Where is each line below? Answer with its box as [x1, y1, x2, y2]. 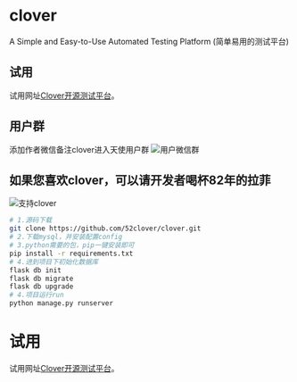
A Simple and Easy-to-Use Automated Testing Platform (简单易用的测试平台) [9, 36, 290, 46]
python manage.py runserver [9, 299, 114, 308]
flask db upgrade [9, 282, 74, 291]
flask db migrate [9, 274, 74, 283]
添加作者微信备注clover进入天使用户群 [9, 144, 150, 154]
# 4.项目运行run [9, 291, 64, 300]
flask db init [9, 265, 62, 275]
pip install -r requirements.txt [9, 249, 134, 258]
